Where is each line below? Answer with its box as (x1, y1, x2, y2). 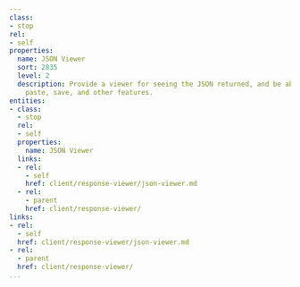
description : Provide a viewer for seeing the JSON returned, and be (17, 80, 281, 89)
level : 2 (17, 72, 50, 80)
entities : (9, 96, 46, 106)
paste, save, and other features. (25, 88, 154, 97)
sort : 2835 (17, 63, 58, 72)
